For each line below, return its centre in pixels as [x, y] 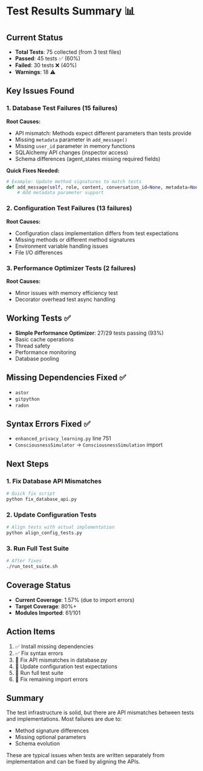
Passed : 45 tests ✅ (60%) [47, 58]
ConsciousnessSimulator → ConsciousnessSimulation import [89, 445]
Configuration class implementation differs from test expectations [97, 233]
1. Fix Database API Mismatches [54, 481]
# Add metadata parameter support [60, 193]
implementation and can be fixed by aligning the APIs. [73, 762]
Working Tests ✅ [39, 318]
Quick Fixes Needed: [33, 170]
